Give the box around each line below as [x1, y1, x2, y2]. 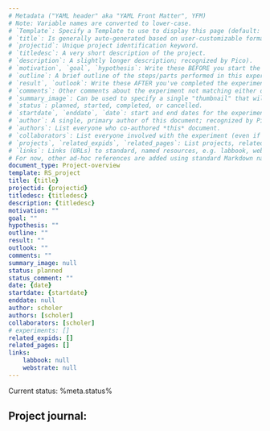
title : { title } [8, 176, 59, 185]
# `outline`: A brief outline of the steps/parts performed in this [8, 72, 243, 80]
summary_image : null [8, 259, 78, 267]
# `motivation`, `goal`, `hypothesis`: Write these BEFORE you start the [8, 64, 261, 73]
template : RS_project [8, 169, 81, 177]
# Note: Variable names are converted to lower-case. [8, 19, 193, 27]
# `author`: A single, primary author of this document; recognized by [8, 117, 253, 125]
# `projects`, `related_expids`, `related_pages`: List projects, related [8, 139, 264, 147]
